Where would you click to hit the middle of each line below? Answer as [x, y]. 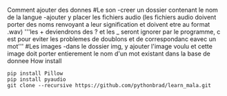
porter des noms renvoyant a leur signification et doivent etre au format [109, 24]
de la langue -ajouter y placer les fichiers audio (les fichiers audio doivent [112, 17]
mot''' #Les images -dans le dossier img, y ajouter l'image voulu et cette [110, 46]
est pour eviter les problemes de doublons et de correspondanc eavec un [112, 39]
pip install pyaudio [37, 80]
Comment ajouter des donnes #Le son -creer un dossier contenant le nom [113, 10]
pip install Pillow [35, 73]
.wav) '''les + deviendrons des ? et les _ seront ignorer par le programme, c [114, 32]
